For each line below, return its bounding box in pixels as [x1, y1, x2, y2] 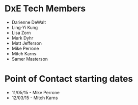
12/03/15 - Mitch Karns [11, 95, 58, 101]
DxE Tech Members [4, 3, 86, 14]
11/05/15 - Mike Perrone [11, 89, 60, 95]
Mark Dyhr [11, 35, 34, 41]
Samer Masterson [11, 56, 48, 62]
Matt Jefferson [11, 40, 42, 46]
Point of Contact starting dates [4, 73, 133, 84]
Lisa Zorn [11, 30, 31, 35]
